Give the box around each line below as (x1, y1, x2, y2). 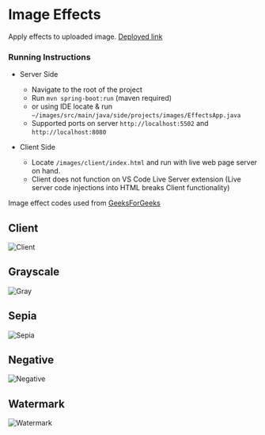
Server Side (19, 70, 59, 79)
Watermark (8, 397, 65, 410)
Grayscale (8, 265, 60, 279)
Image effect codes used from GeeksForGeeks (8, 198, 161, 208)
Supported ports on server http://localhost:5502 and (31, 119, 209, 128)
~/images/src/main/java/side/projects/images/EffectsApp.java (31, 112, 241, 120)
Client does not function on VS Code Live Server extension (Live (31, 174, 241, 184)
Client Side (19, 143, 55, 152)
